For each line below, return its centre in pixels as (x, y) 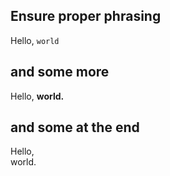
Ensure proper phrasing (86, 16)
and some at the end (75, 127)
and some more (60, 72)
